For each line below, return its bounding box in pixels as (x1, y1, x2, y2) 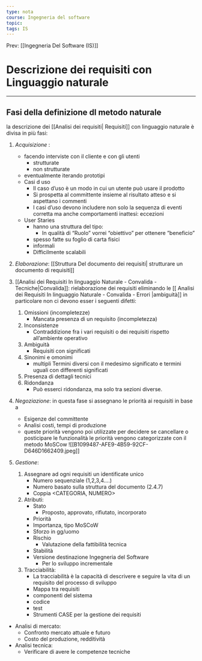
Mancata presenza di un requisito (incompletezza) (32, 315, 158, 322)
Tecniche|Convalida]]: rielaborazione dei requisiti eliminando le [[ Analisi (14, 285, 194, 291)
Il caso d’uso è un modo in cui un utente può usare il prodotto (32, 184, 185, 192)
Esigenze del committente (23, 415, 88, 422)
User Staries (23, 217, 55, 224)
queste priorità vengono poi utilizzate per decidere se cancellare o (23, 428, 189, 435)
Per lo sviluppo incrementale (41, 560, 113, 567)
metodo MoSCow (23, 441, 67, 448)
